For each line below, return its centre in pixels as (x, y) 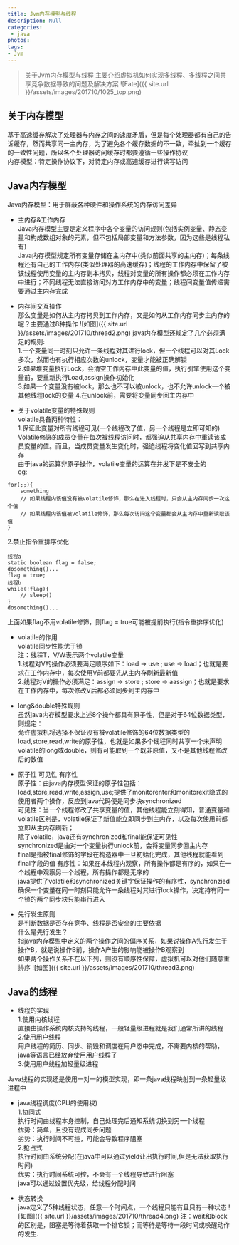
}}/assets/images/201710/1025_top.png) (83, 92)
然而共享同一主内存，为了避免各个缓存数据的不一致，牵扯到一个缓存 (132, 143)
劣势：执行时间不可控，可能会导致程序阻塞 (80, 1139)
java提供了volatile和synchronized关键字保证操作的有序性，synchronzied (123, 881)
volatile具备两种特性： (50, 419)
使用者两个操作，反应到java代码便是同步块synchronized (100, 801)
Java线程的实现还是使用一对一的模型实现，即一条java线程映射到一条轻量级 (117, 1079)
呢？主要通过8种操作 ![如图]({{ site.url (73, 324)
